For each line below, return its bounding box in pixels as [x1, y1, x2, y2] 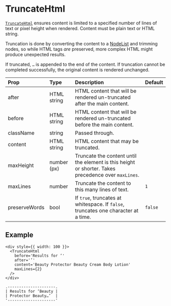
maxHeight [8, 161, 34, 169]
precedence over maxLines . [75, 171, 140, 178]
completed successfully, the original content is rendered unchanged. [5, 67, 150, 73]
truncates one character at [75, 207, 138, 214]
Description [75, 78, 104, 86]
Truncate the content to [75, 179, 131, 186]
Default [145, 78, 163, 86]
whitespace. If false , [75, 201, 125, 208]
